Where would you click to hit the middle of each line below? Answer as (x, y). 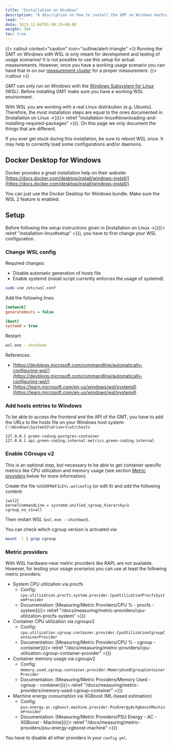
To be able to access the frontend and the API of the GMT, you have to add (84, 417)
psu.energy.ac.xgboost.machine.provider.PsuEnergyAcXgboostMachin (93, 707)
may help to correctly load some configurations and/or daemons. (74, 144)
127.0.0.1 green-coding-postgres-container (52, 436)
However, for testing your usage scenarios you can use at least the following (86, 569)
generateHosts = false (29, 312)
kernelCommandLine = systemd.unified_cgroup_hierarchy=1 (67, 505)
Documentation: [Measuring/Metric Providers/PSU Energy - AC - (89, 717)
